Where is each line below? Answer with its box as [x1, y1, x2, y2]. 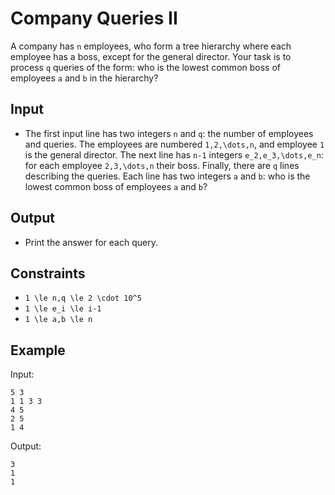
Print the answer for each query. [24, 236, 158, 248]
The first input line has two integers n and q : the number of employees [24, 127, 314, 139]
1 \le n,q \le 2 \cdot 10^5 [24, 293, 142, 304]
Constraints [10, 265, 86, 282]
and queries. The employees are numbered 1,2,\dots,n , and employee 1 [24, 138, 325, 150]
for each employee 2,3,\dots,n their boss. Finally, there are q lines [24, 159, 300, 171]
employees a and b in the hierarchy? [10, 72, 159, 84]
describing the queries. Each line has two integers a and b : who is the [24, 170, 311, 182]
